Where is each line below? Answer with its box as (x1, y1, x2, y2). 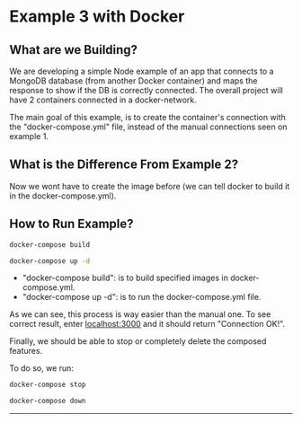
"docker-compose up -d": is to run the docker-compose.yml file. (22, 292, 262, 303)
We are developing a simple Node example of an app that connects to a (9, 66, 274, 76)
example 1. (9, 131, 49, 141)
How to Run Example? (9, 216, 134, 232)
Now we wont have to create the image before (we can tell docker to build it (9, 181, 290, 191)
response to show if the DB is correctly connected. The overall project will (9, 85, 283, 95)
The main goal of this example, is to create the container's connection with (9, 112, 286, 122)
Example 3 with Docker (9, 6, 185, 27)
